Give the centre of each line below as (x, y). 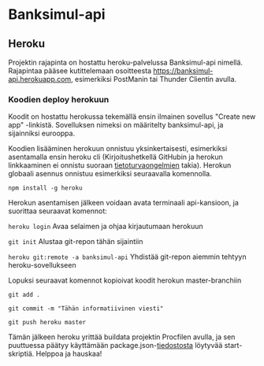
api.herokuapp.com (40, 79)
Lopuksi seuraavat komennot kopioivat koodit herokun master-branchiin (125, 280)
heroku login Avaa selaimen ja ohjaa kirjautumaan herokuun (106, 227)
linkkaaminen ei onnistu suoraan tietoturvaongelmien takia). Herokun (120, 165)
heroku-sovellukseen (42, 265)
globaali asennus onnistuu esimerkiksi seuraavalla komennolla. (110, 174)
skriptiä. (21, 354)
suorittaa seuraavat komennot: (58, 211)
